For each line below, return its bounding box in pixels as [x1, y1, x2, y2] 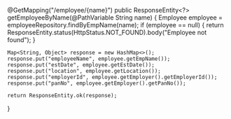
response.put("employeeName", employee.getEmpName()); [7, 55, 171, 62]
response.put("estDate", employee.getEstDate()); [7, 62, 155, 69]
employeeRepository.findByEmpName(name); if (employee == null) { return [7, 21, 224, 29]
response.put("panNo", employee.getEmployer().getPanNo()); [7, 80, 187, 87]
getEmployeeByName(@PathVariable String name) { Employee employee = [7, 13, 223, 22]
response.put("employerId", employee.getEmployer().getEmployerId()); [7, 73, 218, 80]
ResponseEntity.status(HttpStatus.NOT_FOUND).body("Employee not [7, 28, 207, 36]
